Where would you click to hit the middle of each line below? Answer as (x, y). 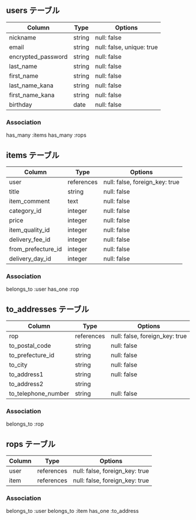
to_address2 (26, 384)
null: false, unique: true (126, 47)
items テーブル (33, 155)
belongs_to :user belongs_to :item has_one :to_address (73, 511)
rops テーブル (31, 444)
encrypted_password (38, 57)
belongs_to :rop (25, 424)
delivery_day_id (30, 258)
